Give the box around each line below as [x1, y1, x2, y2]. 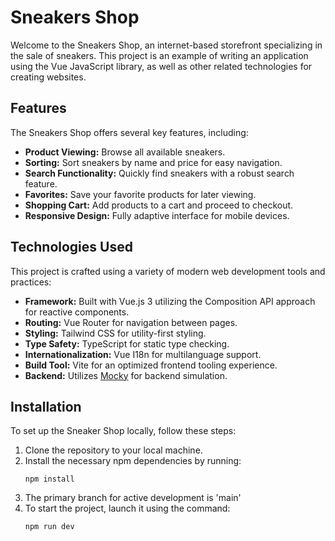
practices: [10, 276, 52, 288]
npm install [24, 474, 75, 485]
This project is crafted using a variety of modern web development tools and [10, 265, 326, 277]
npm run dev [24, 522, 75, 532]
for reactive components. [24, 306, 130, 318]
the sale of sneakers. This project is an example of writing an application [10, 49, 309, 61]
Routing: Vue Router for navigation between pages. [24, 316, 238, 328]
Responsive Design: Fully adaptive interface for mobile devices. [24, 209, 290, 221]
